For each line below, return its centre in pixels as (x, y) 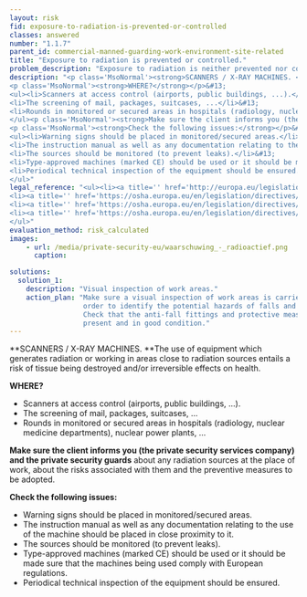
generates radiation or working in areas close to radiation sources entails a (150, 359)
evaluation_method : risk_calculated (79, 230)
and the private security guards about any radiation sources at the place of (152, 460)
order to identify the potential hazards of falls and (190, 306)
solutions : (30, 272)
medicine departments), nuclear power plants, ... (114, 433)
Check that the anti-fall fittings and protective (181, 314)
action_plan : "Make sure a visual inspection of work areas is (149, 298)
